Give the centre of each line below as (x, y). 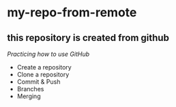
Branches (30, 89)
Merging (29, 96)
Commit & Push (39, 82)
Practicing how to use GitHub (48, 54)
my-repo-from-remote (72, 13)
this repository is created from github (88, 38)
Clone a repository (43, 74)
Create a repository (44, 67)
